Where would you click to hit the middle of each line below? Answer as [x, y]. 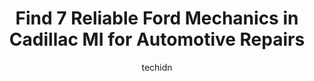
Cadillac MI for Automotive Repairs [157, 39]
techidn [157, 67]
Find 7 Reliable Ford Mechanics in [157, 18]
